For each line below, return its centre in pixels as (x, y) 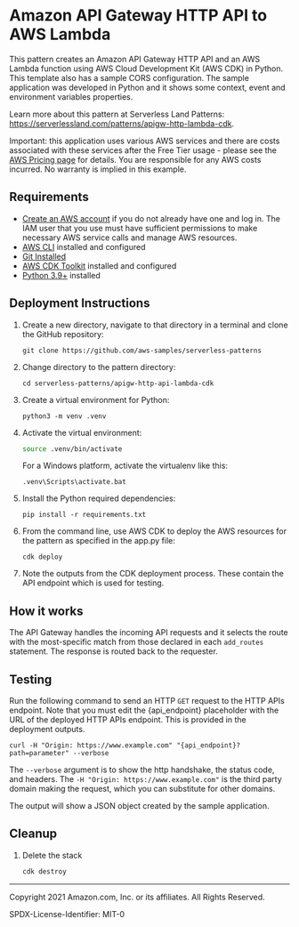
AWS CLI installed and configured (84, 246)
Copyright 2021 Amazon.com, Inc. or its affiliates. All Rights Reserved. (137, 897)
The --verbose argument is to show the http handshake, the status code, (142, 770)
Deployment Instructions (80, 303)
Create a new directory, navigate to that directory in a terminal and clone (155, 325)
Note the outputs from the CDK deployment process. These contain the (153, 574)
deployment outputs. (47, 730)
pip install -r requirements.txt (84, 515)
